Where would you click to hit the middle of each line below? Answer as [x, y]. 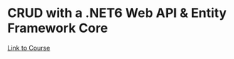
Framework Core [58, 28]
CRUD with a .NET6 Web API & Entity [117, 13]
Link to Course [29, 48]
